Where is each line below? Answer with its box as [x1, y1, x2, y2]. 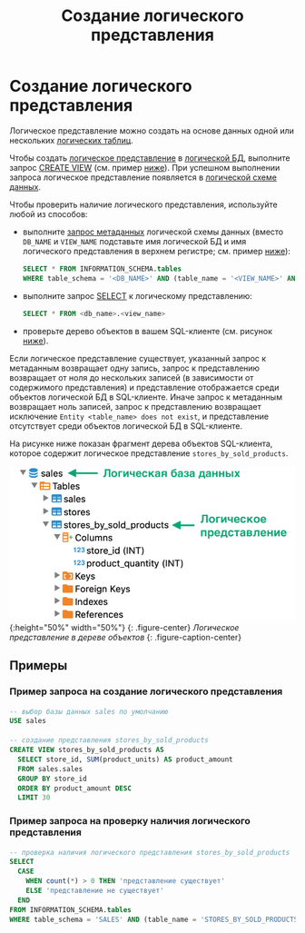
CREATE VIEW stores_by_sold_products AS [9, 746, 165, 755]
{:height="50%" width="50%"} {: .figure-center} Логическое [9, 621, 240, 632]
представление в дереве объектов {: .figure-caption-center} [9, 631, 242, 642]
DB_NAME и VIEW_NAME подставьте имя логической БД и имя [22, 235, 247, 246]
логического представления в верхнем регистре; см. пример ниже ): [22, 245, 290, 256]
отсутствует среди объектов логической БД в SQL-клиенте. [9, 420, 243, 432]
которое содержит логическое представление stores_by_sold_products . [9, 447, 289, 459]
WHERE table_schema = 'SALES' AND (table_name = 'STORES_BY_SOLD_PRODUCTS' [9, 915, 302, 924]
